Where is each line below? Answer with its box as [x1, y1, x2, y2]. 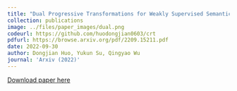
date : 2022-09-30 [7, 43, 59, 50]
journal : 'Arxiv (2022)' [7, 56, 80, 63]
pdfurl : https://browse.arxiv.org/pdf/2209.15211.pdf [7, 37, 169, 44]
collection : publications [7, 17, 83, 24]
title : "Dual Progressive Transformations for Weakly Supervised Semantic [7, 10, 232, 18]
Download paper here [7, 75, 71, 84]
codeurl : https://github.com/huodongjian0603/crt [7, 30, 157, 37]
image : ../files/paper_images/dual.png [7, 23, 125, 30]
